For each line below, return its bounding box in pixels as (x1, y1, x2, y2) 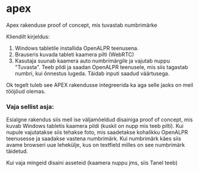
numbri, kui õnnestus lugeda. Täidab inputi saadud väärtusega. (14, 70, 170, 77)
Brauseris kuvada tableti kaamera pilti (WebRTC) (14, 51, 134, 58)
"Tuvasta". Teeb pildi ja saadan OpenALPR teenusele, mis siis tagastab (14, 63, 188, 70)
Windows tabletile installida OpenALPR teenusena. (14, 44, 139, 52)
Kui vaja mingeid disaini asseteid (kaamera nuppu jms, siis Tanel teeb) (6, 160, 178, 167)
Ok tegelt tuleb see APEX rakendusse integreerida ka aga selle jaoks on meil (6, 81, 194, 88)
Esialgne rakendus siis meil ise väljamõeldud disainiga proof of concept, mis (6, 116, 193, 123)
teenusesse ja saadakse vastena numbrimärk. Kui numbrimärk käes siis (6, 135, 182, 142)
